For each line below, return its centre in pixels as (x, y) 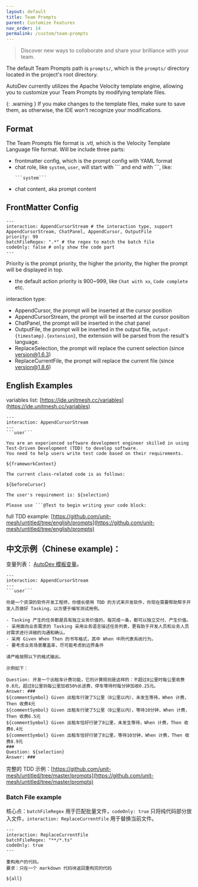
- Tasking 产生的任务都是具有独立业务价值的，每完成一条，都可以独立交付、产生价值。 (98, 620)
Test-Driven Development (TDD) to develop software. (72, 448)
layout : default (26, 12)
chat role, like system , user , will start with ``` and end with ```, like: (93, 167)
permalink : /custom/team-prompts (47, 34)
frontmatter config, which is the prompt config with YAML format (93, 161)
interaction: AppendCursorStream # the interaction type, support (90, 226)
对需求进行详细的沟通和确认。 (37, 633)
